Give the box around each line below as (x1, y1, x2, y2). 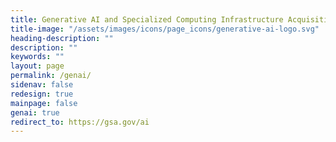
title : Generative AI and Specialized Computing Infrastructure (10, 14, 284, 25)
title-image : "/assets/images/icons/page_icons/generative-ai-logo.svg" (10, 24, 320, 34)
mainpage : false (10, 98, 78, 108)
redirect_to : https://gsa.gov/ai (10, 117, 150, 127)
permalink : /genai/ (10, 71, 92, 81)
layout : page (10, 61, 65, 71)
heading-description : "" (10, 33, 114, 43)
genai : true (10, 107, 60, 118)
